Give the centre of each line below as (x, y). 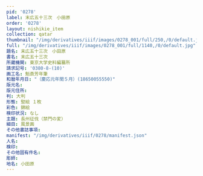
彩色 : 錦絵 (18, 107)
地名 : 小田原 (20, 164)
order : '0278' (24, 23)
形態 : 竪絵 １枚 (24, 102)
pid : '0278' (21, 12)
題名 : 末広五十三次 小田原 (36, 51)
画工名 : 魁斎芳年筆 (27, 74)
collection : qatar (29, 34)
